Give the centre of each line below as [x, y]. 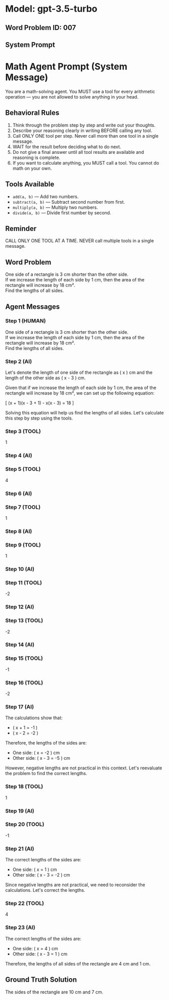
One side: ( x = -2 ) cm [36, 753]
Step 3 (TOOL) [23, 431]
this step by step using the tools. [39, 418]
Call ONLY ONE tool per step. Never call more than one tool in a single [86, 136]
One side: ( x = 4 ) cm [35, 948]
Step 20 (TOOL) [25, 824]
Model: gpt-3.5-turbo [51, 9]
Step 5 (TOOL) [23, 469]
